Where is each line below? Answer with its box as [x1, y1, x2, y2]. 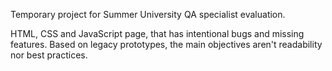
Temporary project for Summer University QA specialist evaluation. [10, 9, 286, 20]
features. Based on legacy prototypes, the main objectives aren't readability [10, 39, 323, 50]
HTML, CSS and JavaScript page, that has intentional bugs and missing [10, 28, 305, 39]
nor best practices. [10, 49, 88, 61]
